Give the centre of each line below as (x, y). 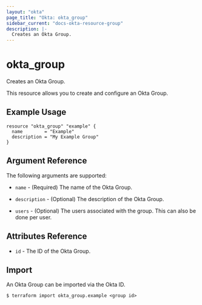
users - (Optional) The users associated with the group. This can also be (105, 211)
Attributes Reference (47, 237)
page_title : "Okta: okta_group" (47, 18)
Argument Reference (47, 161)
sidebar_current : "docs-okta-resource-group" (65, 23)
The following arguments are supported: (57, 175)
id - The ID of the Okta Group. (53, 251)
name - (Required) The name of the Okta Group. (73, 187)
